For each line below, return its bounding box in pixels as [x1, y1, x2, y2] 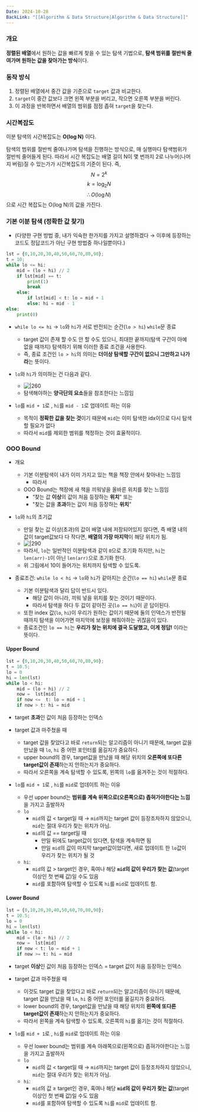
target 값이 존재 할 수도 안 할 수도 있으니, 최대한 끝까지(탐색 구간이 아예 [23, 336, 187, 343]
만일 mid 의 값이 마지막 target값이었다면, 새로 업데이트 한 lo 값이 [41, 845, 187, 852]
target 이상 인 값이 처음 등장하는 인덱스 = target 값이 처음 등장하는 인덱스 [14, 963, 182, 970]
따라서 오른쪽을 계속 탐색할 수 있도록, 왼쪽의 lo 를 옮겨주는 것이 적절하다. [23, 769, 189, 776]
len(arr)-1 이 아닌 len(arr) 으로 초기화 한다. [23, 554, 127, 561]
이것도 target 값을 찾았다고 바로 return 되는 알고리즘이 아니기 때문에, [23, 988, 181, 995]
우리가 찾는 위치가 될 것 [41, 852, 95, 859]
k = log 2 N [87, 181, 111, 189]
